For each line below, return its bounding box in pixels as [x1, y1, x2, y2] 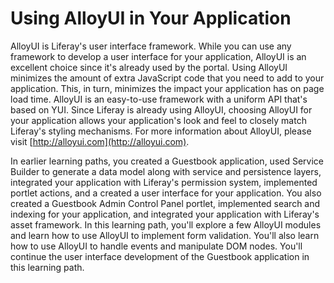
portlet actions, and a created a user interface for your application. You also [10, 187, 322, 199]
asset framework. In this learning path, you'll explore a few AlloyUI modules [10, 218, 322, 231]
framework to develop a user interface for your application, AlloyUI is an [10, 50, 307, 62]
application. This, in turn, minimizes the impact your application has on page [10, 82, 325, 94]
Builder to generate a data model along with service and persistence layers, [10, 165, 322, 177]
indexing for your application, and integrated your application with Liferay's [10, 208, 320, 220]
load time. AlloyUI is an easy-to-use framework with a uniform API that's [10, 93, 308, 105]
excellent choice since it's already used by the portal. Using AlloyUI [10, 61, 288, 73]
